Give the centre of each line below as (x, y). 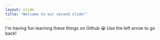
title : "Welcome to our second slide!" (46, 14)
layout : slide (20, 10)
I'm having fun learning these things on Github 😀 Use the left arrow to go (80, 28)
